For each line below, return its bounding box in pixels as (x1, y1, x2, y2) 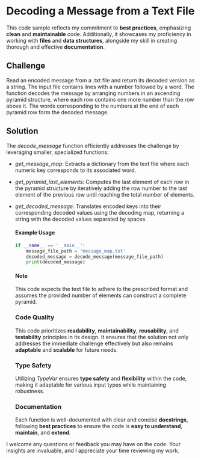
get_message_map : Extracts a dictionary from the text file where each (14, 160, 190, 167)
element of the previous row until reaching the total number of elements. (14, 191, 195, 198)
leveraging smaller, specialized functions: (6, 149, 109, 156)
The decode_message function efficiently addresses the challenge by (6, 142, 179, 149)
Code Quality (14, 313, 55, 322)
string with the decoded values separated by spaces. (14, 215, 147, 222)
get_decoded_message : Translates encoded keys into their (14, 203, 161, 210)
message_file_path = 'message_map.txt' (26, 248, 126, 254)
